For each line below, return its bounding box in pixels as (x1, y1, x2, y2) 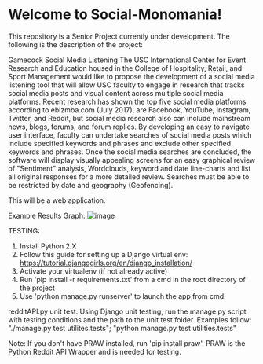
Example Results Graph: (8, 211, 86, 220)
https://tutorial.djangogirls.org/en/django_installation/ (19, 258, 192, 267)
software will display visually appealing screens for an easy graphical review (8, 155, 256, 164)
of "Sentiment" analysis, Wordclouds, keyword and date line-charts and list (8, 164, 251, 173)
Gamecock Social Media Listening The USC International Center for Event (8, 55, 246, 64)
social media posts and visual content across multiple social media (8, 88, 224, 97)
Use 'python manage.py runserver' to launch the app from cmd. (19, 291, 226, 300)
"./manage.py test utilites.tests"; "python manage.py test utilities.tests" (8, 323, 237, 333)
